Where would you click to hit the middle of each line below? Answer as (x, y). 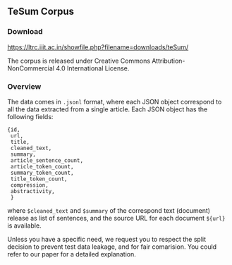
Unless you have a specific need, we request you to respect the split (107, 239)
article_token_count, (42, 166)
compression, (30, 185)
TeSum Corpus (41, 12)
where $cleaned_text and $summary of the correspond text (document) (109, 210)
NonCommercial (31, 68)
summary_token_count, (42, 173)
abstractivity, (32, 191)
